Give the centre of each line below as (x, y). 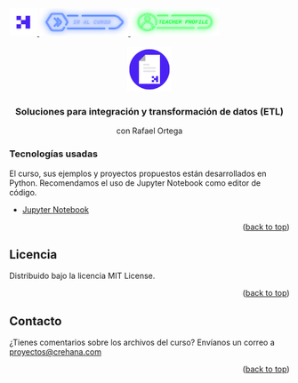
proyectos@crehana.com (56, 352)
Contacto (36, 321)
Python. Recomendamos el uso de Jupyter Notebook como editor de (135, 183)
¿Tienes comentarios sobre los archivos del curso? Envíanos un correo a (142, 343)
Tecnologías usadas (53, 154)
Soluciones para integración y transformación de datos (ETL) (149, 111)
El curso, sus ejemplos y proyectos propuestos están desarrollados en (138, 173)
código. (23, 192)
